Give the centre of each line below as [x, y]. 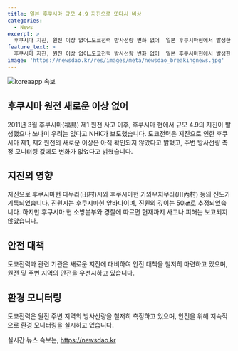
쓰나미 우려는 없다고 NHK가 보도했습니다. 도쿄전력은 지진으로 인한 [123, 133]
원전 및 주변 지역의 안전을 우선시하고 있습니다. [71, 273]
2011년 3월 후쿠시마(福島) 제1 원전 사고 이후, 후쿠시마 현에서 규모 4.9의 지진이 [115, 125]
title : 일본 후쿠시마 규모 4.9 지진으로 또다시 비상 [74, 14]
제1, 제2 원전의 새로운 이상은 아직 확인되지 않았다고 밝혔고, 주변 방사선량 [120, 142]
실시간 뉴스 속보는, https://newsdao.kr [62, 340]
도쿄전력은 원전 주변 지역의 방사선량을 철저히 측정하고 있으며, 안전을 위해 [108, 316]
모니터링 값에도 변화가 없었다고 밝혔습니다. [74, 151]
